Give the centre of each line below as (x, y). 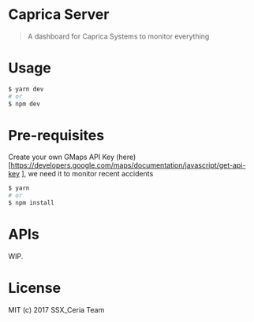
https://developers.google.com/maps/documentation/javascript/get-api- (128, 165)
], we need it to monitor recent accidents (88, 174)
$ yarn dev (26, 89)
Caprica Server (59, 15)
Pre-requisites (56, 135)
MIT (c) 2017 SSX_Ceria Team (56, 309)
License (35, 288)
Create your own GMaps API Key (62, 157)
